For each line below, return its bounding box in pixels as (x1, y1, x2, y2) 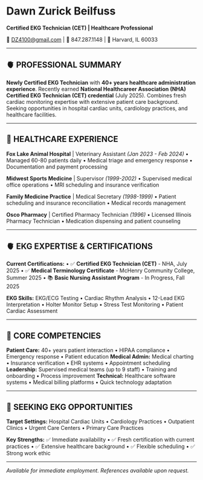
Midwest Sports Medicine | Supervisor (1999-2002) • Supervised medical (6, 174, 192, 182)
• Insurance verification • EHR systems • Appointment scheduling (6, 359, 170, 366)
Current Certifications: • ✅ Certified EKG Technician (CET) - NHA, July (6, 260, 187, 267)
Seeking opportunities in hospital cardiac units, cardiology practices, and (6, 104, 188, 112)
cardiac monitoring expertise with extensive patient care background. (6, 98, 179, 105)
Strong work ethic (6, 450, 51, 456)
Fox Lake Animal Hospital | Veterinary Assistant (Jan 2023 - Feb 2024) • (6, 150, 189, 158)
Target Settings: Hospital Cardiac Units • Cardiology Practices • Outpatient (6, 418, 195, 425)
